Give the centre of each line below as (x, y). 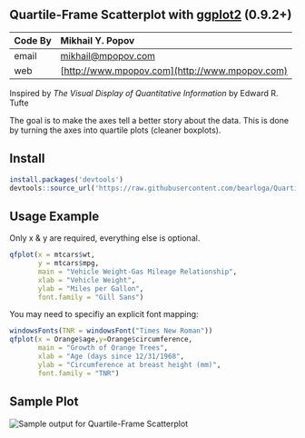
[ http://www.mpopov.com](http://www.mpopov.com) (174, 70)
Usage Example (54, 216)
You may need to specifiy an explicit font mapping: (104, 314)
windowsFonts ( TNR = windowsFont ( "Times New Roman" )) (111, 331)
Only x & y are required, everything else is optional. (105, 238)
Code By (33, 40)
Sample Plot (44, 402)
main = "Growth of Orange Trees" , (103, 348)
